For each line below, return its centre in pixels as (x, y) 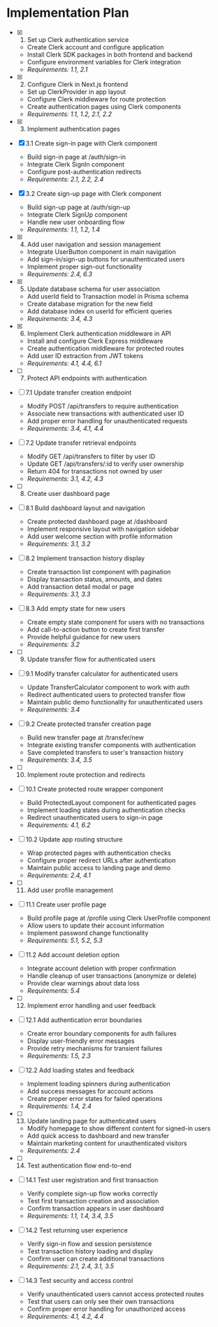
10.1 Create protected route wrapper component (94, 789)
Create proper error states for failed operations (95, 1098)
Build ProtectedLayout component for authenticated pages (111, 802)
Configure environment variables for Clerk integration (104, 62)
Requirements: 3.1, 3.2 (59, 544)
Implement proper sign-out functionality (85, 267)
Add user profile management (70, 890)
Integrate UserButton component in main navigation (101, 251)
